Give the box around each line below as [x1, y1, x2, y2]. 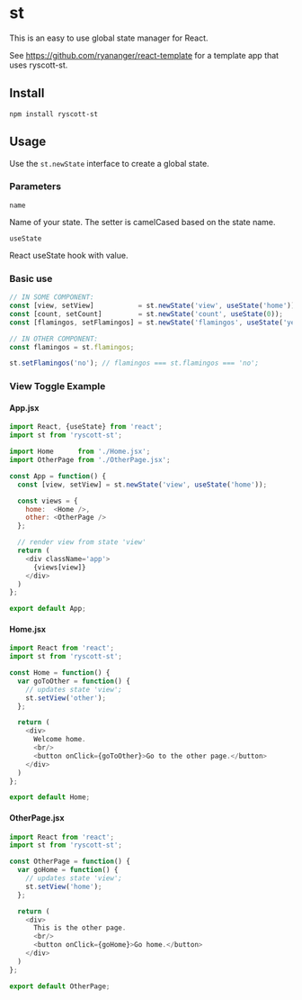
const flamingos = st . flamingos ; [9, 342, 135, 351]
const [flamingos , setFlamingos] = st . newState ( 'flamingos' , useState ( [9, 318, 283, 327]
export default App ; [9, 605, 87, 614]
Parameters [9, 180, 61, 193]
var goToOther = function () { [17, 677, 130, 686]
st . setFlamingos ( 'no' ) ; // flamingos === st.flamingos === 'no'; [9, 359, 259, 368]
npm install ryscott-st [9, 109, 99, 119]
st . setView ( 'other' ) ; [25, 693, 106, 703]
